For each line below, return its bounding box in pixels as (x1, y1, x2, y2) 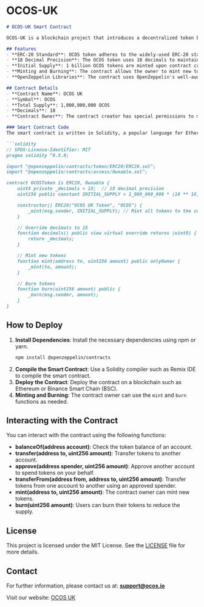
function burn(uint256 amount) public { (17, 286, 121, 292)
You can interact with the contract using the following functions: (6, 432, 166, 439)
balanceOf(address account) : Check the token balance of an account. (15, 443, 193, 451)
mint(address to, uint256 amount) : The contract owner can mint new (15, 488, 190, 496)
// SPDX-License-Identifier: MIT (6, 147, 91, 153)
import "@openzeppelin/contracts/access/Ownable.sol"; (6, 169, 148, 175)
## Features (6, 46, 36, 52)
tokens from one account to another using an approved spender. (15, 482, 177, 489)
